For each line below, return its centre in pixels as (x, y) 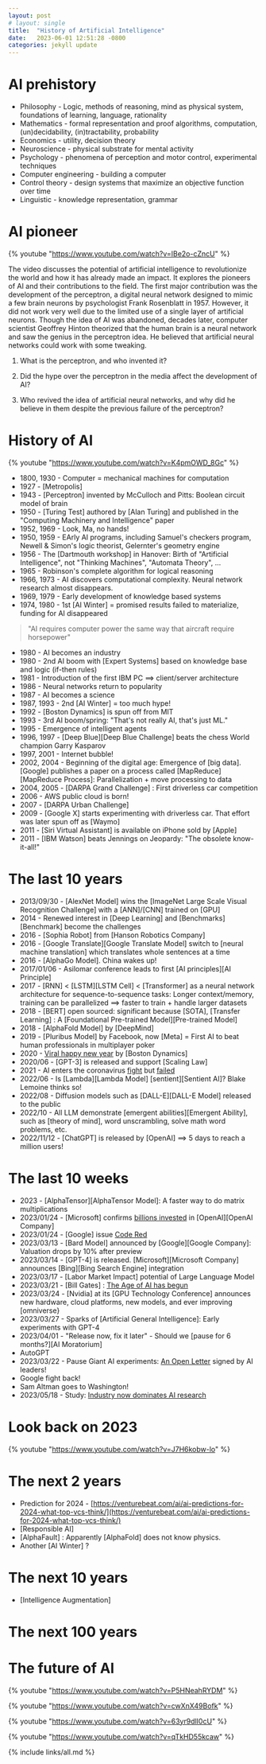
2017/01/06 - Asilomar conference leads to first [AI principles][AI (125, 968)
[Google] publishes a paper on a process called (97, 771)
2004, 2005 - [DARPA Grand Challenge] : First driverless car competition (139, 788)
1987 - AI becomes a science (67, 695)
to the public (40, 1104)
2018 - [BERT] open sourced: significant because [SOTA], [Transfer (130, 1011)
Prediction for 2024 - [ (56, 1503)
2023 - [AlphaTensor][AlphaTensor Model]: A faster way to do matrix (132, 1200)
